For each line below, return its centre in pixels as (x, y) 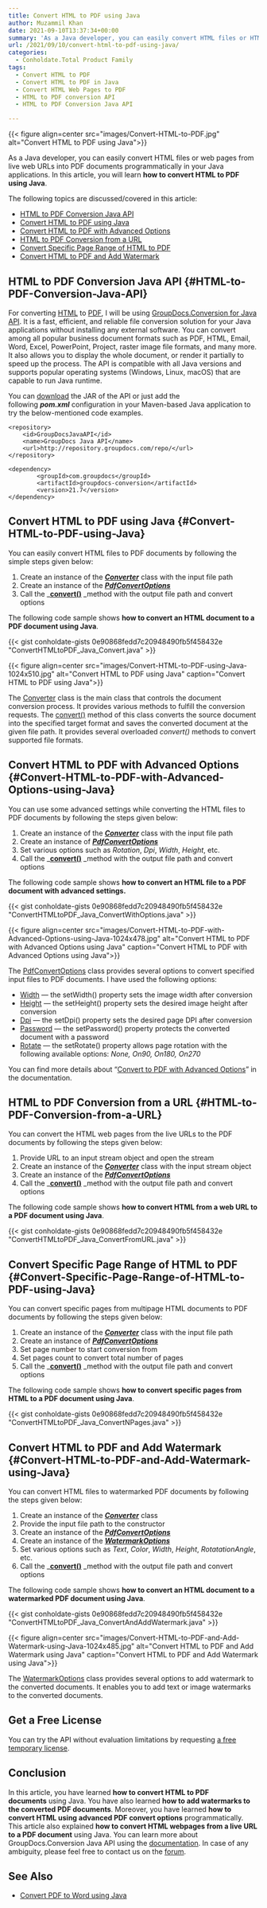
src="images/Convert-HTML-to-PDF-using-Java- (166, 665)
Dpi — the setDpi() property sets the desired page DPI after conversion (136, 1020)
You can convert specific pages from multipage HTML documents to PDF (128, 1309)
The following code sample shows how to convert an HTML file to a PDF (127, 882)
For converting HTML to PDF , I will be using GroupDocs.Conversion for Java (132, 313)
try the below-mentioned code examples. (76, 413)
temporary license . (39, 1748)
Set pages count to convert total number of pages (102, 1358)
